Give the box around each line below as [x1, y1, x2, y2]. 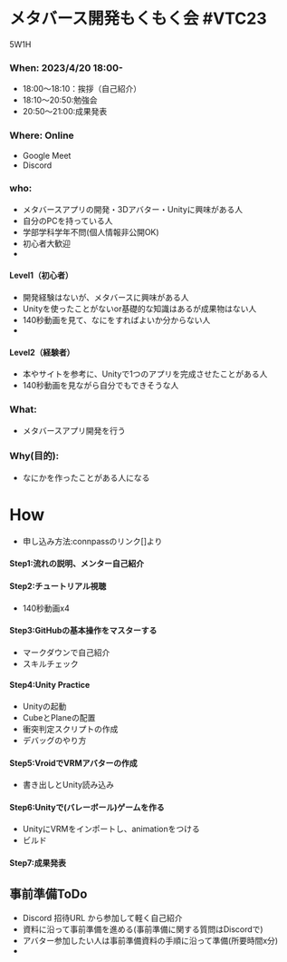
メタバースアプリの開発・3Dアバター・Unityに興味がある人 [22, 203, 244, 214]
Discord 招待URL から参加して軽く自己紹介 [22, 912, 183, 923]
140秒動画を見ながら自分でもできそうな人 [22, 380, 179, 391]
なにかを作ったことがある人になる [22, 472, 150, 483]
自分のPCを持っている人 [22, 215, 113, 226]
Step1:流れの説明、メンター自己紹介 [9, 558, 145, 569]
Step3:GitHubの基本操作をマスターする [9, 625, 158, 636]
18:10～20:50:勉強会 [22, 94, 98, 105]
